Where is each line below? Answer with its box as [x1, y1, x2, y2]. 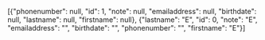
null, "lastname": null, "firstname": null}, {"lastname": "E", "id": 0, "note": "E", [7, 15, 258, 24]
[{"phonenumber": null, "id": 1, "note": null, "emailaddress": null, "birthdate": [7, 7, 257, 16]
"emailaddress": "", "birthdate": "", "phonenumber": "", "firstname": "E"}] [7, 24, 246, 32]
